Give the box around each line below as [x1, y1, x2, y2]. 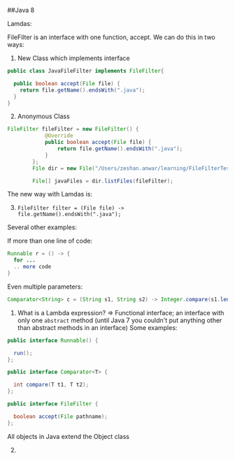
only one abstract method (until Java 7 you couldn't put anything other [17, 316, 222, 324]
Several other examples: [7, 223, 77, 231]
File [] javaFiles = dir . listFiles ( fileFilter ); [32, 178, 173, 185]
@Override [44, 132, 73, 139]
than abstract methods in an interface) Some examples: [17, 323, 178, 331]
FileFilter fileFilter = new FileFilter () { [7, 126, 139, 133]
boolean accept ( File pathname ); [13, 412, 108, 420]
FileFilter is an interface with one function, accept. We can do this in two [7, 33, 215, 41]
